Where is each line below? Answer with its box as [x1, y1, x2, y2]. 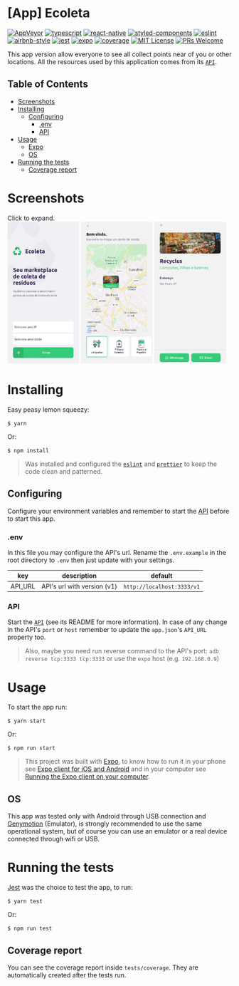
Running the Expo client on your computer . [24, 772, 151, 781]
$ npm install [7, 447, 50, 454]
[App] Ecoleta [7, 5, 90, 21]
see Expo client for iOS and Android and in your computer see [24, 764, 206, 774]
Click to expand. [7, 214, 55, 222]
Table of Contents [7, 78, 89, 90]
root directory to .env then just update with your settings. [7, 556, 175, 564]
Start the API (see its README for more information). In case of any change [7, 618, 228, 626]
